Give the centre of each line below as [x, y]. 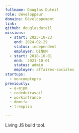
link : [11, 24]
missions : [15, 33]
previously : [17, 83]
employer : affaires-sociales [44, 70]
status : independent [35, 47]
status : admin [29, 65]
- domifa [19, 102]
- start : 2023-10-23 [31, 38]
